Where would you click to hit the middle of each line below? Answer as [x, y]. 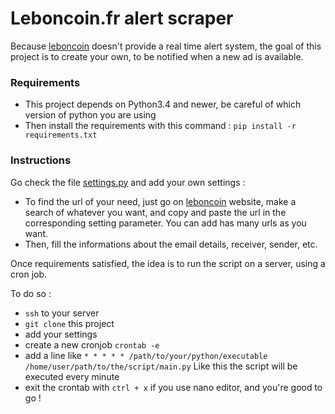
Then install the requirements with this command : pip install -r [160, 126]
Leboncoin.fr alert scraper [122, 18]
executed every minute [72, 376]
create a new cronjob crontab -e [92, 344]
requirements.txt [61, 135]
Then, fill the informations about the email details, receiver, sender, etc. [171, 244]
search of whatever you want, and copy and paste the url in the [155, 212]
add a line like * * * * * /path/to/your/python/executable [146, 355]
